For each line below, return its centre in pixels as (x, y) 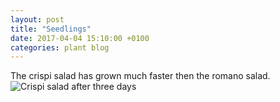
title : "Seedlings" (51, 29)
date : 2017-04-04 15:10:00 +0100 (80, 38)
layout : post (37, 19)
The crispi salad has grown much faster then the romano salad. (140, 76)
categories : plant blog (60, 47)
